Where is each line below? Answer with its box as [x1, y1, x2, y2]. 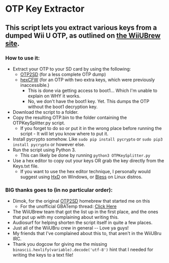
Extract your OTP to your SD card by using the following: [12, 65, 131, 72]
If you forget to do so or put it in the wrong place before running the [20, 125, 162, 131]
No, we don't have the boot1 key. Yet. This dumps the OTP [27, 98, 150, 104]
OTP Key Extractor [5, 3, 85, 15]
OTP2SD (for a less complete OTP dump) [20, 71, 107, 77]
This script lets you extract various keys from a [5, 23, 157, 32]
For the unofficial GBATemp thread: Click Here [20, 204, 117, 210]
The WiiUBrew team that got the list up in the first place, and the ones [12, 209, 158, 215]
